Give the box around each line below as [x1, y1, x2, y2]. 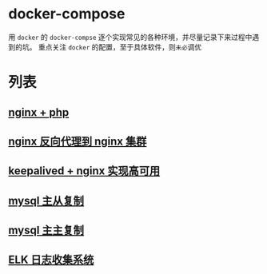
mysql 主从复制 [8, 193, 85, 208]
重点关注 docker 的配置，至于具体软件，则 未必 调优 [38, 42, 202, 52]
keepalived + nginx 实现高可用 [8, 165, 161, 178]
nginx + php [8, 105, 70, 119]
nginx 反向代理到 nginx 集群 [8, 134, 147, 148]
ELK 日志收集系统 [8, 253, 94, 267]
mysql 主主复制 [8, 224, 85, 237]
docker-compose [8, 5, 126, 23]
